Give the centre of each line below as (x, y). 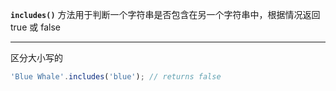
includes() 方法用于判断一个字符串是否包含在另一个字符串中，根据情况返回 (165, 14)
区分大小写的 (36, 57)
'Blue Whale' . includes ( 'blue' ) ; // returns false (116, 77)
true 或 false (35, 27)
